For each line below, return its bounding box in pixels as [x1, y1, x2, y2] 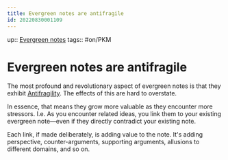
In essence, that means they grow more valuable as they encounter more [7, 102, 214, 111]
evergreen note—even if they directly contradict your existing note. [7, 117, 197, 126]
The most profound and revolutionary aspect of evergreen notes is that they [7, 82, 221, 90]
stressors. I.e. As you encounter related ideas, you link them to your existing [7, 110, 221, 118]
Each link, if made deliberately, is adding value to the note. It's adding [7, 130, 203, 139]
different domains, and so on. [7, 145, 90, 153]
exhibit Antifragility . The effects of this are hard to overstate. [7, 89, 177, 98]
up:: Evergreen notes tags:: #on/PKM [7, 35, 112, 43]
